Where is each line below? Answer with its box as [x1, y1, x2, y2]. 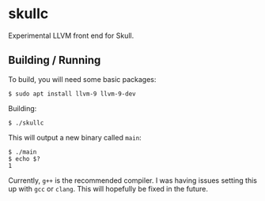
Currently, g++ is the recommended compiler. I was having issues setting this [8, 175, 257, 185]
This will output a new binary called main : [8, 132, 142, 142]
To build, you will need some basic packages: [8, 74, 157, 84]
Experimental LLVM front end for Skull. [8, 31, 134, 40]
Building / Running [8, 54, 101, 67]
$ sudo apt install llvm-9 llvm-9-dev [8, 90, 136, 98]
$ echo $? [8, 154, 41, 162]
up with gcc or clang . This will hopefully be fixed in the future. [8, 184, 208, 193]
